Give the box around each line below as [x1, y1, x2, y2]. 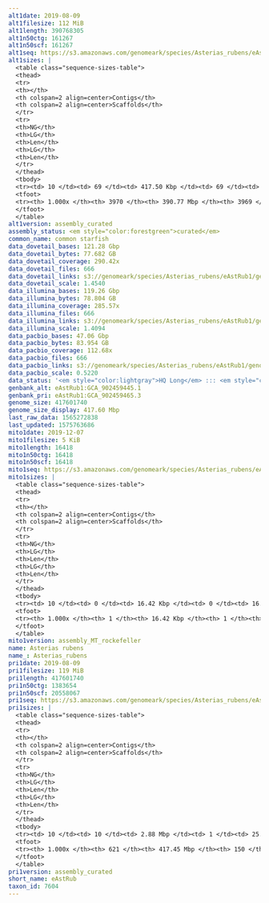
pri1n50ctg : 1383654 [8, 681, 78, 689]
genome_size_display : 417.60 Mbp [8, 406, 120, 415]
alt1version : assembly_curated [8, 220, 113, 228]
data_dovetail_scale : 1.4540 [8, 279, 106, 288]
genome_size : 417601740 [8, 399, 88, 407]
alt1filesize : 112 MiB [8, 19, 84, 27]
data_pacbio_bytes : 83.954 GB [8, 339, 110, 347]
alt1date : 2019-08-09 [8, 11, 81, 20]
